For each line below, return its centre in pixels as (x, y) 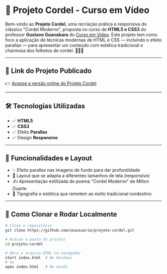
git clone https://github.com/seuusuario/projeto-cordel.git (70, 231)
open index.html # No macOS (37, 267)
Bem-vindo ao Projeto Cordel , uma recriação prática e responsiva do (76, 24)
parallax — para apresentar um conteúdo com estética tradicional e (74, 45)
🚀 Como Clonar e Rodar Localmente (61, 214)
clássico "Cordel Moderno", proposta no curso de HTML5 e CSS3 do (76, 29)
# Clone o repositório (29, 226)
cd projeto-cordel (24, 244)
